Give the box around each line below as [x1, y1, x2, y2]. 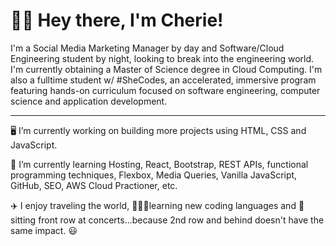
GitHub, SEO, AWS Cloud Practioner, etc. [10, 179, 178, 191]
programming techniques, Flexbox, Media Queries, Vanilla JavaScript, [10, 169, 298, 181]
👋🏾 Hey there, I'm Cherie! [10, 9, 224, 32]
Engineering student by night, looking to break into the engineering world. [10, 52, 315, 64]
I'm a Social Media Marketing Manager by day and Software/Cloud [10, 42, 285, 54]
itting [10, 214, 37, 226]
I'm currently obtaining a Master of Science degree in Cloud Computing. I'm [10, 63, 323, 75]
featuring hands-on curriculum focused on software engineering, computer [10, 84, 321, 96]
